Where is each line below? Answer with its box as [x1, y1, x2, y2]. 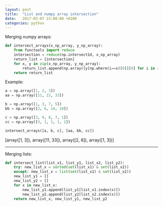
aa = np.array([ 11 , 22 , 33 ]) [5, 93, 64, 98]
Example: [5, 79, 24, 85]
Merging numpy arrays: [5, 34, 52, 40]
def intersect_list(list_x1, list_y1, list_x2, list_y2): [5, 160, 125, 165]
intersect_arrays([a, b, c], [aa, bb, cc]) [5, 128, 95, 133]
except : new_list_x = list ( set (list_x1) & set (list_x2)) [14, 169, 131, 174]
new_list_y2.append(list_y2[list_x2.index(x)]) [22, 192, 120, 197]
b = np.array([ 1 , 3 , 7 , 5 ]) [5, 102, 62, 107]
